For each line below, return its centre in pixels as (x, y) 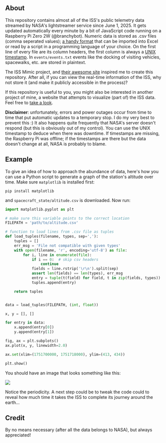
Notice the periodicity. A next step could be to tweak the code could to (77, 392)
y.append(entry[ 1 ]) (34, 332)
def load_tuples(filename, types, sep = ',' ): (52, 237)
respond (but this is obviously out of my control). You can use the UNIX (78, 128)
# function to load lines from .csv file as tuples (59, 232)
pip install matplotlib (30, 191)
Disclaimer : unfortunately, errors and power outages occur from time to (79, 112)
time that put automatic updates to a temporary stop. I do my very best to (80, 117)
